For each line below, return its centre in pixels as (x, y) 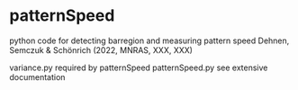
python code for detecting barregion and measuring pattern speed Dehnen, (149, 40)
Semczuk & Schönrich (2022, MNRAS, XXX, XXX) (101, 49)
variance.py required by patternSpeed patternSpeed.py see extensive (139, 67)
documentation (37, 76)
